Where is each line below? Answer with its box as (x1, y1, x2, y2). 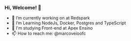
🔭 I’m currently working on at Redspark (11, 15, 90, 21)
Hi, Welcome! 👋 (4, 4, 42, 11)
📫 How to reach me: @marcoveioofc (11, 31, 86, 36)
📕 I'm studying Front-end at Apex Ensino (11, 25, 93, 31)
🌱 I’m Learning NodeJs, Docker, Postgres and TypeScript (11, 20, 126, 26)
